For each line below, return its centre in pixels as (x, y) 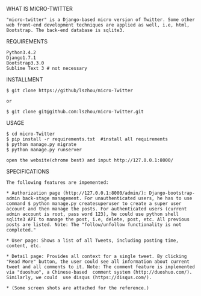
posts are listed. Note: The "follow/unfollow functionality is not (94, 225)
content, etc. (24, 246)
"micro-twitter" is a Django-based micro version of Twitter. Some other (101, 20)
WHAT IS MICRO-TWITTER (40, 9)
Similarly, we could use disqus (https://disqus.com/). (79, 277)
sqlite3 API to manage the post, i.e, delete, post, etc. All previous (98, 219)
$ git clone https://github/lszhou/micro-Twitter (70, 90)
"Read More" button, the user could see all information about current (98, 262)
